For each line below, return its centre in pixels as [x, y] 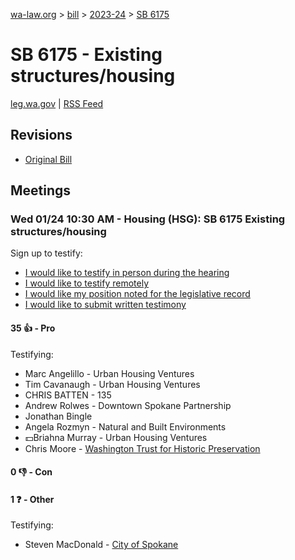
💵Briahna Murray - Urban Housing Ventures [116, 437]
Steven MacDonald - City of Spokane [101, 545]
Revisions [41, 135]
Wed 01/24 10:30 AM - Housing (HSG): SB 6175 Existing [148, 219]
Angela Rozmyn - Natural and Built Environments [125, 426]
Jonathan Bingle [58, 416]
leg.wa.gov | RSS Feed [57, 103]
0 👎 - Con [31, 472]
